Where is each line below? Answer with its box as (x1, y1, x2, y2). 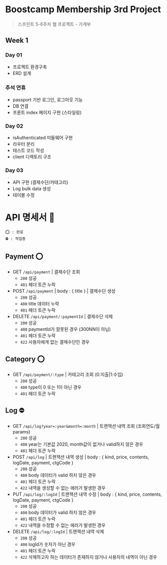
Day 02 (5, 122, 24, 130)
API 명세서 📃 (5, 212, 55, 223)
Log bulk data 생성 (12, 185, 51, 192)
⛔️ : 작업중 (5, 236, 26, 242)
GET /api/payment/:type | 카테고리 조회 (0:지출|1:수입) (12, 371, 123, 378)
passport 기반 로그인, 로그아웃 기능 (12, 96, 83, 102)
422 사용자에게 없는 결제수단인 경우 (20, 339, 90, 345)
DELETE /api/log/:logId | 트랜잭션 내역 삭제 (12, 528, 104, 534)
